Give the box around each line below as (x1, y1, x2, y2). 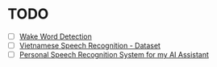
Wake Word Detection (19, 31, 92, 41)
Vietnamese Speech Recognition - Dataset (19, 41, 161, 50)
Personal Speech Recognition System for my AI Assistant (19, 50, 209, 60)
